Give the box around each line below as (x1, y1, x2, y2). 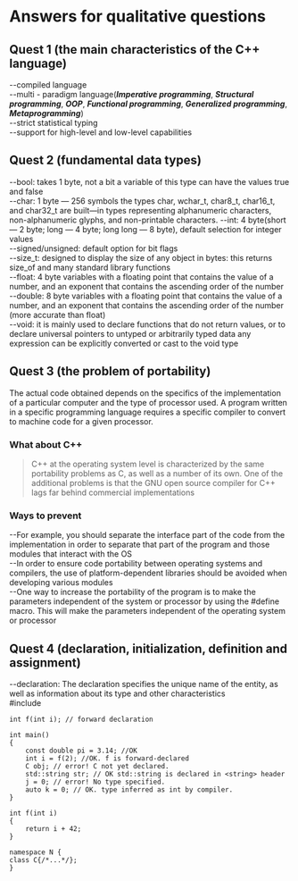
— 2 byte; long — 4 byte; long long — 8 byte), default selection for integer (9, 223, 283, 234)
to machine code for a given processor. (9, 415, 153, 426)
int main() (9, 731, 50, 740)
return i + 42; (25, 825, 82, 834)
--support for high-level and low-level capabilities (9, 127, 193, 138)
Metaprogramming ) (9, 108, 84, 118)
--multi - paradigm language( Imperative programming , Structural (9, 89, 254, 99)
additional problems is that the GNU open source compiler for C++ (30, 477, 277, 488)
